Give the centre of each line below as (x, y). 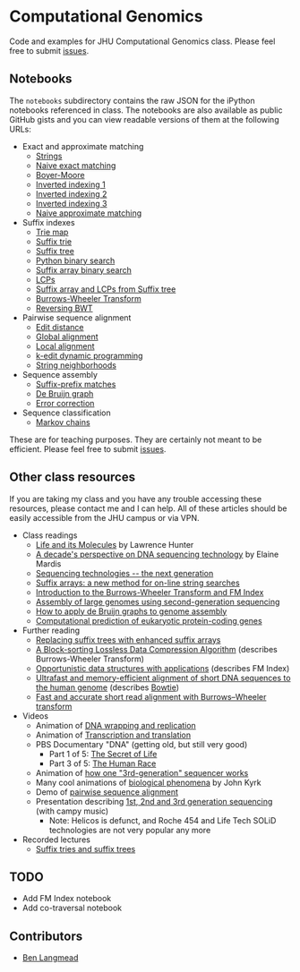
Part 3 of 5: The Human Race (103, 763)
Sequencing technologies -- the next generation (124, 573)
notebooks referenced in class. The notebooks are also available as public (146, 110)
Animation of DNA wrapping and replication (116, 725)
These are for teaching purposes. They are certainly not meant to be (136, 439)
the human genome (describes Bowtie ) (107, 687)
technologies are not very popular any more (130, 830)
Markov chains (63, 422)
